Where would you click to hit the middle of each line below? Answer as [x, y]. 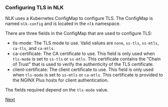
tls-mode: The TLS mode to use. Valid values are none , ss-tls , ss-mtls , [86, 43]
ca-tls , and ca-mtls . [34, 48]
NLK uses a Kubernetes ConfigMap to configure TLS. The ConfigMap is [79, 18]
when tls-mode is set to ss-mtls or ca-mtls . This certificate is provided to [88, 75]
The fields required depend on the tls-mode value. [57, 90]
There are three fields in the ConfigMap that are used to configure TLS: [78, 33]
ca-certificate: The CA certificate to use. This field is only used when [84, 53]
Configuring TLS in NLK [35, 7]
